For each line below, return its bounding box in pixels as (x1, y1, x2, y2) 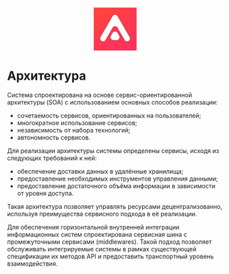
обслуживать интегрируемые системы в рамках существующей (7, 244, 197, 253)
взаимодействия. (7, 259, 58, 268)
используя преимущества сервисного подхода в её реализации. (7, 209, 197, 218)
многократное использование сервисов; (16, 118, 138, 127)
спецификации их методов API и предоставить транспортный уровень (7, 252, 214, 260)
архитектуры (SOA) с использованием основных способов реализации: (7, 98, 218, 106)
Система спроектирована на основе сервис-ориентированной (7, 91, 193, 99)
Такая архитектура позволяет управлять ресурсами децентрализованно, (7, 202, 223, 210)
